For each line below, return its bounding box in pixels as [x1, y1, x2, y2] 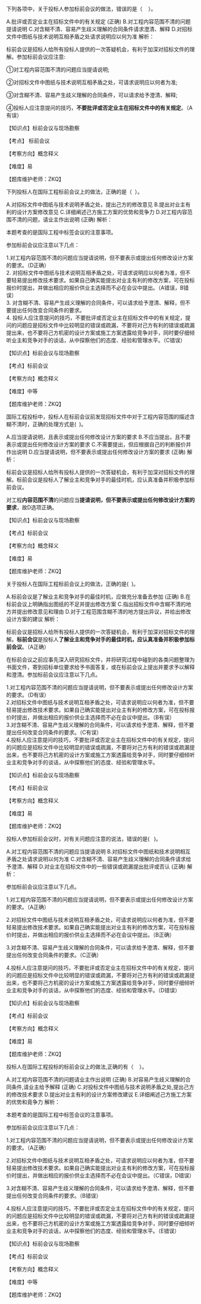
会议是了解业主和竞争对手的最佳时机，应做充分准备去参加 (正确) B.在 [22, 593, 191, 600]
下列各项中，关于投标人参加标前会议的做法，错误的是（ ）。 [6, 5, 157, 12]
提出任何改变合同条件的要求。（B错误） [6, 1192, 102, 1199]
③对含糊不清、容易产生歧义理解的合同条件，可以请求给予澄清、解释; [6, 92, 178, 98]
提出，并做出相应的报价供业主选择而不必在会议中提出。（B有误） [16, 714, 175, 721]
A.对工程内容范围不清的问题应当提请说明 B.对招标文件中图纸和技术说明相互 [6, 848, 191, 855]
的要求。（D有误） [6, 692, 50, 698]
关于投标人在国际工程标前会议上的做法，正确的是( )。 [6, 581, 139, 587]
